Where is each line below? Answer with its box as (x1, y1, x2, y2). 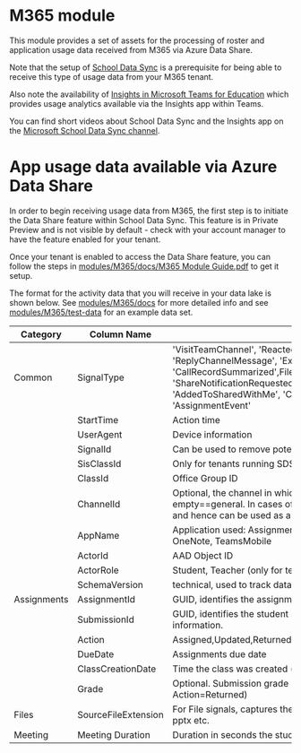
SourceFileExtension (77, 708, 164, 721)
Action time (172, 413, 221, 426)
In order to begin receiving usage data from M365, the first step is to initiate (9, 205, 288, 216)
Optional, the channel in (172, 486, 272, 498)
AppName (77, 529, 120, 541)
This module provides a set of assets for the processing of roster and (9, 35, 265, 46)
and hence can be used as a (172, 508, 291, 521)
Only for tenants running (172, 457, 275, 470)
